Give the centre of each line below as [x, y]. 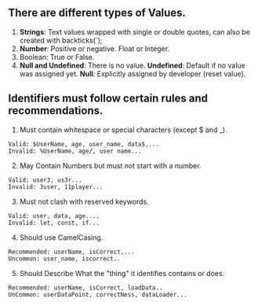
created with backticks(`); [61, 40]
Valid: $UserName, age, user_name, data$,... [84, 144]
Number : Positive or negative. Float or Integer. [94, 48]
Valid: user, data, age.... [54, 216]
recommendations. [56, 111]
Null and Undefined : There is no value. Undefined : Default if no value [132, 65]
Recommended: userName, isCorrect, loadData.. [85, 288]
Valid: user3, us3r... [45, 180]
